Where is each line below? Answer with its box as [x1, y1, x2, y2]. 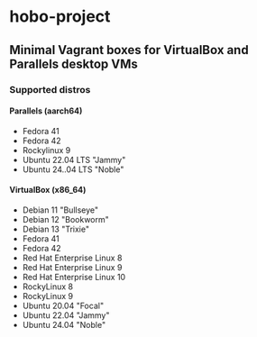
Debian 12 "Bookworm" [22, 214, 110, 224]
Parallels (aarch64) [9, 105, 83, 116]
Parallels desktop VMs [9, 56, 138, 71]
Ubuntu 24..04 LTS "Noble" [22, 164, 124, 175]
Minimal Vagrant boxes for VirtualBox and [9, 42, 250, 58]
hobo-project [9, 6, 111, 27]
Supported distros [9, 83, 91, 96]
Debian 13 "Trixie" [22, 223, 90, 234]
